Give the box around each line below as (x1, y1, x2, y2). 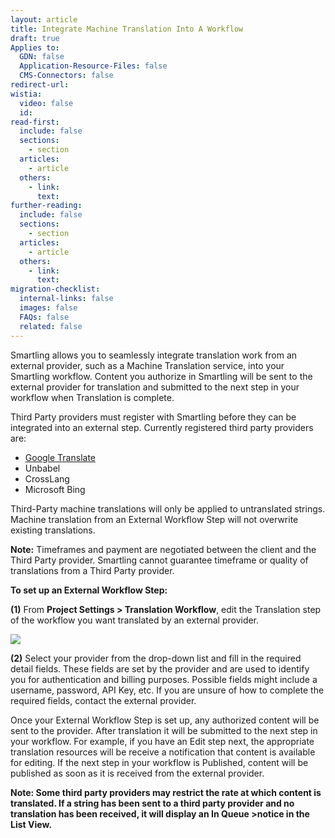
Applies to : (10, 42, 60, 53)
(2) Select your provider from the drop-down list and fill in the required (10, 652, 302, 664)
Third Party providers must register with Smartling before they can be (10, 411, 297, 423)
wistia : (10, 89, 43, 99)
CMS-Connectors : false (19, 71, 114, 81)
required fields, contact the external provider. (10, 694, 197, 706)
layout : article (10, 14, 78, 25)
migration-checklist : (10, 284, 101, 295)
